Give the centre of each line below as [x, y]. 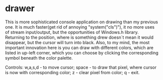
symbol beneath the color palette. [39, 58]
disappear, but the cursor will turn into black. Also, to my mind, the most [77, 42]
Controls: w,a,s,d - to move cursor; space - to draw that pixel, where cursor [81, 67]
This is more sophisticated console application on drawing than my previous [81, 22]
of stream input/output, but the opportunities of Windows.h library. [72, 32]
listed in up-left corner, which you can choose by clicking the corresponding [82, 53]
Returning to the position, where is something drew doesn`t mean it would [79, 37]
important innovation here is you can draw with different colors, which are [79, 48]
